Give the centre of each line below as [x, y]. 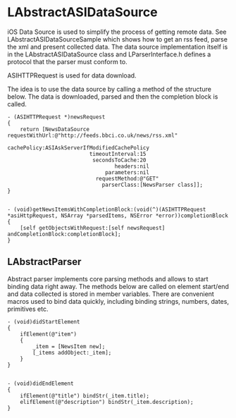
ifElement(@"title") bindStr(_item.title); [85, 395]
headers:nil [132, 166]
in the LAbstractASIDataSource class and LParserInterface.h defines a [109, 54]
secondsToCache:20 [119, 160]
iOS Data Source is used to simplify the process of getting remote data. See [117, 32]
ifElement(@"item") [49, 334]
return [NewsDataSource [55, 129]
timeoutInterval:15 [118, 154]
